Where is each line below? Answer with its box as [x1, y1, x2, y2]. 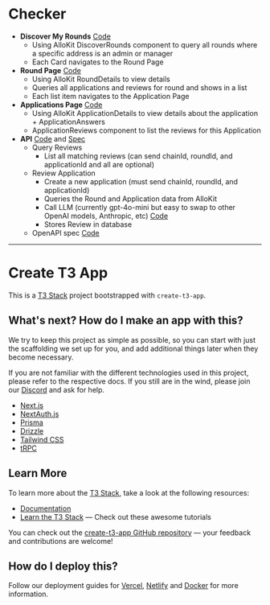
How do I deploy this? [8, 559, 118, 573]
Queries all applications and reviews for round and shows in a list [31, 82, 247, 93]
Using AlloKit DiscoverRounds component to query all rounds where [31, 39, 258, 49]
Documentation [19, 504, 72, 513]
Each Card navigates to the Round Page [31, 57, 164, 67]
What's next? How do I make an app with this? [8, 314, 243, 327]
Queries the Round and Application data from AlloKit [43, 194, 217, 204]
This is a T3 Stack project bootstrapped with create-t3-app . [8, 290, 207, 300]
